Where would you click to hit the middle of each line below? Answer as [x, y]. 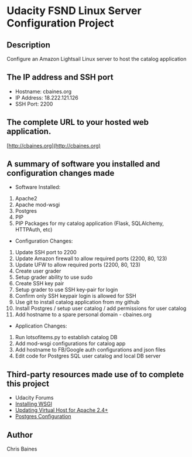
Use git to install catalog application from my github [77, 302]
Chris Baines [22, 449]
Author [20, 435]
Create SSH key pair [40, 284]
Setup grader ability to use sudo [54, 277]
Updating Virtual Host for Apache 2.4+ [62, 410]
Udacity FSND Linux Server [74, 11]
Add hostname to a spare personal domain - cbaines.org [83, 315]
